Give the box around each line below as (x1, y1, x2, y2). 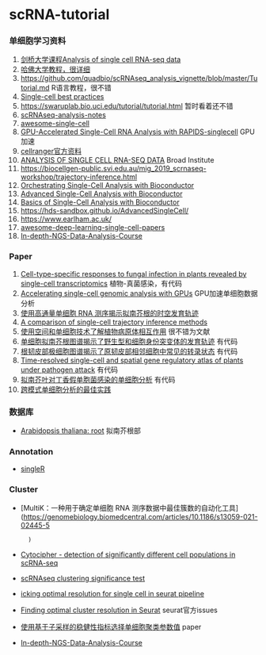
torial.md (20, 83, 50, 93)
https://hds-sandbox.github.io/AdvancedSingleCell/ (20, 206, 189, 216)
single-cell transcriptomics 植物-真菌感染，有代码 (20, 278, 183, 288)
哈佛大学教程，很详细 (20, 65, 90, 75)
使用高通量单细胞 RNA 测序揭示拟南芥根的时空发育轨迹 (20, 308, 199, 318)
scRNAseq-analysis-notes (20, 110, 106, 120)
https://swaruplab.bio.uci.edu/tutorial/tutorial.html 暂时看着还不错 (20, 102, 234, 111)
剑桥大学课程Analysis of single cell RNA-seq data (20, 55, 181, 64)
